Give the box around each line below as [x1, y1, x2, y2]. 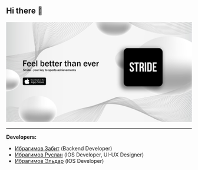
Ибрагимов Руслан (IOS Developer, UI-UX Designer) [14, 151, 144, 158]
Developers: [6, 133, 37, 140]
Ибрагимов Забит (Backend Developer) [14, 145, 113, 152]
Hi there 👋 [6, 6, 43, 16]
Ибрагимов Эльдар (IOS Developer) [14, 157, 104, 164]
